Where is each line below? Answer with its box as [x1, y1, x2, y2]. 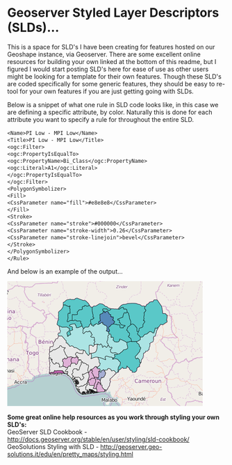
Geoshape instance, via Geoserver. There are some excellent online [7, 50, 201, 58]
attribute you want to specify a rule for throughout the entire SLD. [7, 115, 194, 123]
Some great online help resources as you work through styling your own [7, 413, 220, 421]
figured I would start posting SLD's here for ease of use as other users [7, 65, 209, 73]
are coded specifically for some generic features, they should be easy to [7, 79, 215, 88]
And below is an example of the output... [7, 267, 123, 276]
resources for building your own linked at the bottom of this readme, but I [7, 57, 217, 65]
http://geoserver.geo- [100, 442, 163, 450]
